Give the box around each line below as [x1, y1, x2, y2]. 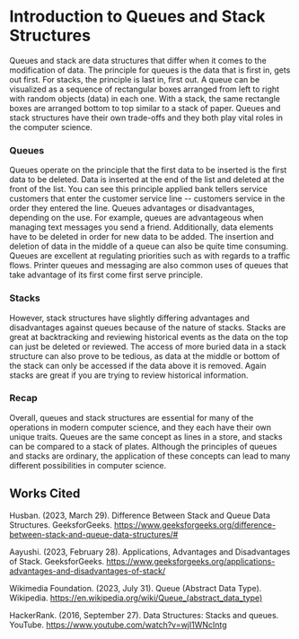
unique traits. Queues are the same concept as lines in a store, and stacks [9, 431, 283, 442]
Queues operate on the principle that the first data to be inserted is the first [9, 164, 287, 176]
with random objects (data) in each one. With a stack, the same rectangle [9, 92, 281, 104]
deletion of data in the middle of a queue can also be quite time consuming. [9, 241, 289, 252]
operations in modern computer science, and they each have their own [9, 422, 272, 433]
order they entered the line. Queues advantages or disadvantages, [9, 203, 255, 214]
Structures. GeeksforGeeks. [9, 519, 112, 530]
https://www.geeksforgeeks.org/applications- [106, 556, 276, 566]
